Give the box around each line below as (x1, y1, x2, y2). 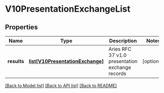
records (108, 70, 126, 77)
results (7, 58, 24, 65)
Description (109, 38, 137, 44)
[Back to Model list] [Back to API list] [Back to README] (5, 83, 117, 89)
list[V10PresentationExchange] (28, 58, 104, 65)
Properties (5, 23, 38, 31)
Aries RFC (108, 46, 132, 52)
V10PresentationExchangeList (5, 3, 131, 15)
